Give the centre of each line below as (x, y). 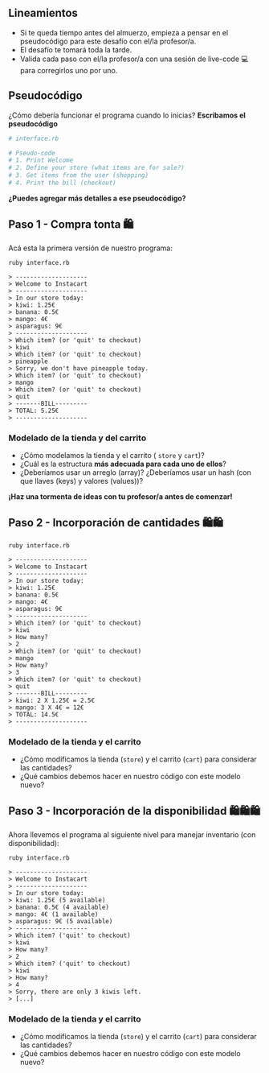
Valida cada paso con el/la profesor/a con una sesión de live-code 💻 (134, 59)
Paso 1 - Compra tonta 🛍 (71, 225)
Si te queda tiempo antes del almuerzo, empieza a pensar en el (124, 32)
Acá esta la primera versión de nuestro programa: (90, 248)
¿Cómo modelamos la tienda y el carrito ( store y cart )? (112, 455)
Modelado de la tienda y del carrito (77, 438)
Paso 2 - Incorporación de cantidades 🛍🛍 (116, 523)
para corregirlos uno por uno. (69, 70)
